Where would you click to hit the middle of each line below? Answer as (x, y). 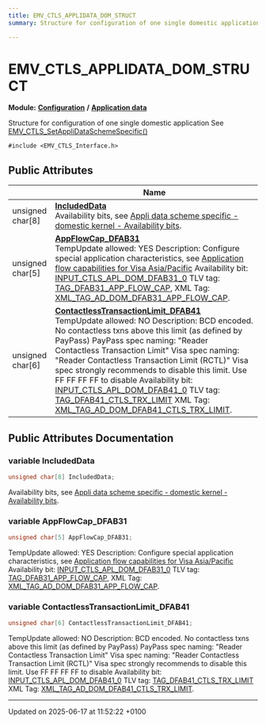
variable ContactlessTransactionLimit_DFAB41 (99, 607)
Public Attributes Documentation (91, 438)
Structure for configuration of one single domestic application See (116, 123)
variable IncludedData (51, 460)
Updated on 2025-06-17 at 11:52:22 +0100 (77, 712)
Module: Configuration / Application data (78, 108)
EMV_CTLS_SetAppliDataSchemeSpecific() (78, 131)
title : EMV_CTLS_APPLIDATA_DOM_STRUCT (72, 15)
